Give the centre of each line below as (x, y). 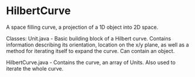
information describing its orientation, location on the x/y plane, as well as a (97, 45)
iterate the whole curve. (35, 68)
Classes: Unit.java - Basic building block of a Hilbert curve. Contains (89, 38)
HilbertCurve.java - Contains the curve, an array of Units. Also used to (91, 62)
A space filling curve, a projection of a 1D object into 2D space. (82, 27)
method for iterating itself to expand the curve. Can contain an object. (90, 51)
